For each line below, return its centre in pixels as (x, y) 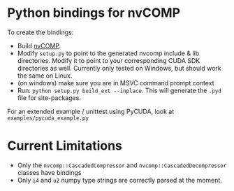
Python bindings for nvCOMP (94, 13)
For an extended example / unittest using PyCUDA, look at (91, 111)
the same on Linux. (45, 76)
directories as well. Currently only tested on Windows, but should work (119, 68)
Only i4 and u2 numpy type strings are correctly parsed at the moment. (119, 180)
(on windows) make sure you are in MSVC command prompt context (116, 83)
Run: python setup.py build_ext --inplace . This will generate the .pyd (119, 90)
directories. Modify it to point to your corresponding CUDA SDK (109, 60)
